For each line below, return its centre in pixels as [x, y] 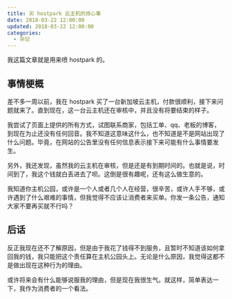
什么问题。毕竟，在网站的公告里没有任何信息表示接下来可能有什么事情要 [110, 142]
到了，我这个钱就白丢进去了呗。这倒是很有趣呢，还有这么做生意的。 [110, 174]
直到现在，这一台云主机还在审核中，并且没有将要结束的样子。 [125, 110]
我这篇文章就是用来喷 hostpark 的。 [58, 60]
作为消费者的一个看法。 [58, 288]
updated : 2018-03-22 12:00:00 [51, 26]
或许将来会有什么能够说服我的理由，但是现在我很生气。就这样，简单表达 [110, 280]
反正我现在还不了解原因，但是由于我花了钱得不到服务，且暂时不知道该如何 [113, 248]
